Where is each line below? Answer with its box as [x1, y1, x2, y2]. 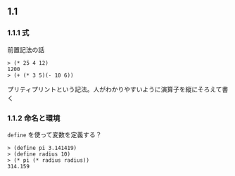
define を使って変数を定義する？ [7, 130, 102, 139]
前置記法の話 [7, 45, 44, 54]
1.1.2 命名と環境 [7, 113, 61, 122]
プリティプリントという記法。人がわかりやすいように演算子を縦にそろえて [7, 84, 222, 94]
